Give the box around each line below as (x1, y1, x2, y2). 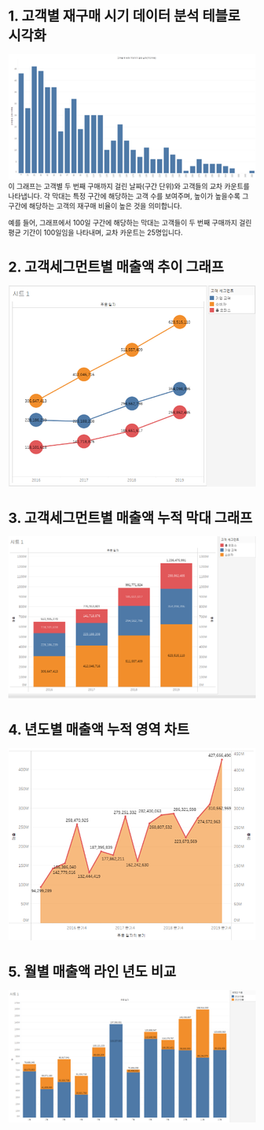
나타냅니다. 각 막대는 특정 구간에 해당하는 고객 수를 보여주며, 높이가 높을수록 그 (8, 191, 249, 201)
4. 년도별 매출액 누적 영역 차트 (8, 721, 190, 739)
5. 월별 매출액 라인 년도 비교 (8, 963, 177, 981)
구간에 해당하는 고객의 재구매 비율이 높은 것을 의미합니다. (8, 201, 182, 210)
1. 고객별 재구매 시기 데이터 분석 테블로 (8, 7, 241, 25)
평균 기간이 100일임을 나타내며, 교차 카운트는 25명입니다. (8, 228, 183, 237)
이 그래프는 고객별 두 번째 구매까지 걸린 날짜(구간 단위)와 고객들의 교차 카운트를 (8, 181, 250, 191)
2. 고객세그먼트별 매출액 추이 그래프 (8, 258, 225, 276)
